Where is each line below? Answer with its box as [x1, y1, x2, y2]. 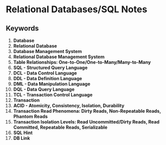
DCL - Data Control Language [13, 70, 77, 76]
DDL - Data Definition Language [13, 76, 82, 81]
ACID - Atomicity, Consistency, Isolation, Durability [13, 103, 125, 108]
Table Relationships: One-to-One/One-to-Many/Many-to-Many [13, 59, 151, 65]
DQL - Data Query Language [13, 86, 75, 92]
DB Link [13, 135, 30, 141]
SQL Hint [13, 130, 33, 136]
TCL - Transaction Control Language [13, 92, 93, 98]
